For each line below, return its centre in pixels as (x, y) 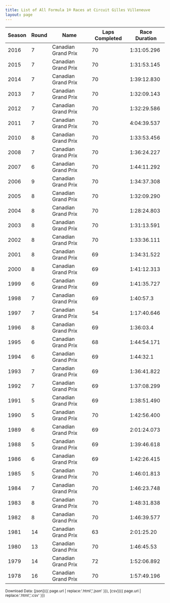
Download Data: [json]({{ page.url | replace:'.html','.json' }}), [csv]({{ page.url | (73, 591)
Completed (108, 38)
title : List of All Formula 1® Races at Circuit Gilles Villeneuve (78, 10)
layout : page (19, 15)
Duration (146, 38)
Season (17, 35)
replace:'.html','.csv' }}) (25, 595)
